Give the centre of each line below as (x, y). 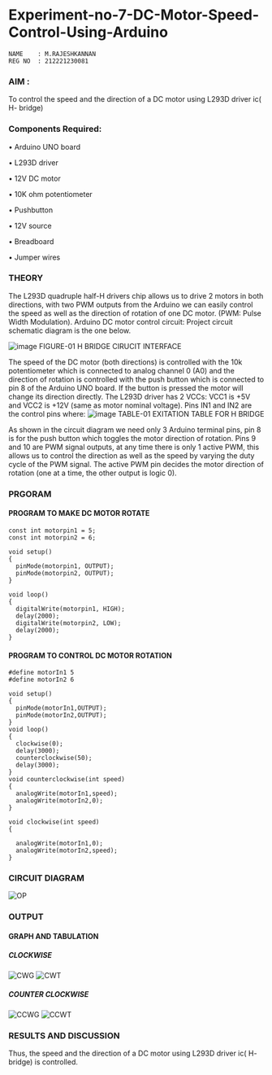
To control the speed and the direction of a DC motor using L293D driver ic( (135, 99)
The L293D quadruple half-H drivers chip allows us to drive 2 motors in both (136, 295)
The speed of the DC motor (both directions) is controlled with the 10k (125, 362)
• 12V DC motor (35, 178)
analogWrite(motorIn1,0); (60, 844)
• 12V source (30, 225)
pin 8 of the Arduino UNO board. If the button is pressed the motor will (126, 387)
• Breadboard (31, 241)
